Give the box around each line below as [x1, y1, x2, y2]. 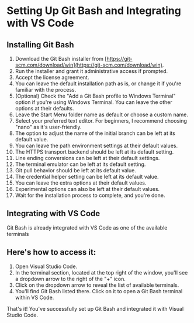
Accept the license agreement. [15, 74, 89, 81]
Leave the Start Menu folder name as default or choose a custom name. [15, 111, 189, 118]
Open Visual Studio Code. [15, 263, 78, 270]
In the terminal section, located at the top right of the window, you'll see [15, 269, 188, 276]
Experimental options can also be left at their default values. [15, 186, 160, 192]
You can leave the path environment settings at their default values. [15, 142, 178, 149]
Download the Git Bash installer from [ [15, 55, 107, 62]
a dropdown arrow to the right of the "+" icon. [15, 275, 126, 282]
